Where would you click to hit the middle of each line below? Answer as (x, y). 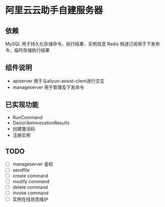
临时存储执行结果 (32, 50)
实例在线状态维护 (30, 199)
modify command (31, 181)
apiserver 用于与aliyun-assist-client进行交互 (58, 81)
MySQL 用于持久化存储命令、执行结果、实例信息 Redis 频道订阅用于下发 (80, 44)
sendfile (21, 170)
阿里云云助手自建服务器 (54, 10)
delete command (30, 187)
